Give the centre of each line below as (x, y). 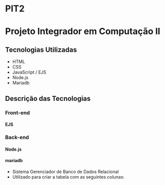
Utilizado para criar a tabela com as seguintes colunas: (68, 177)
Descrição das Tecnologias (48, 98)
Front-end (18, 112)
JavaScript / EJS (29, 72)
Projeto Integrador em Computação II (83, 32)
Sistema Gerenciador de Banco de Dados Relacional (65, 172)
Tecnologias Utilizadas (41, 49)
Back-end (17, 137)
